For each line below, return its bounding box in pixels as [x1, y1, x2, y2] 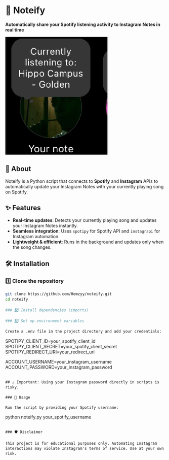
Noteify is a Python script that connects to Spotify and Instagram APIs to [5, 178, 158, 184]
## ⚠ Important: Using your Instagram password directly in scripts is [5, 380, 159, 385]
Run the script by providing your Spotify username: [5, 405, 119, 410]
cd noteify [5, 297, 28, 302]
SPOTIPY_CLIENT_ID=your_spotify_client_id [5, 338, 96, 344]
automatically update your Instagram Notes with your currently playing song [5, 183, 164, 189]
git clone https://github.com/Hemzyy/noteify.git [5, 291, 112, 297]
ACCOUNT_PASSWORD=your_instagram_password [5, 364, 112, 370]
